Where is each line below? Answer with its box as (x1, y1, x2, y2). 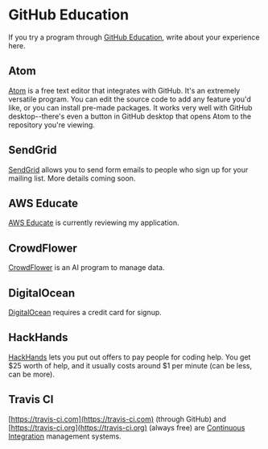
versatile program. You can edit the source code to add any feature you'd (8, 94, 252, 104)
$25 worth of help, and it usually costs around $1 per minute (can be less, (8, 360, 252, 370)
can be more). (8, 369, 55, 379)
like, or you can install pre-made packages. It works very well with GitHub (8, 102, 253, 112)
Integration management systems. (8, 431, 122, 441)
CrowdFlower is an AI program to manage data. (8, 263, 165, 272)
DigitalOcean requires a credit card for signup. (8, 308, 163, 317)
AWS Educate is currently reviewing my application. (8, 218, 179, 227)
